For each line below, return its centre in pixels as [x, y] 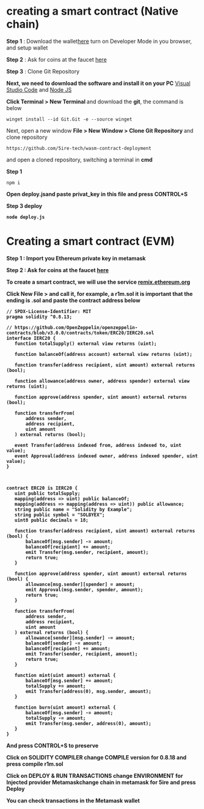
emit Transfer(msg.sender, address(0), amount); [88, 723]
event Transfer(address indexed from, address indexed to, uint [98, 445]
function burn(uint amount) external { [65, 707]
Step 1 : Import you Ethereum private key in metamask [76, 258]
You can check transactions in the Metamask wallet [73, 800]
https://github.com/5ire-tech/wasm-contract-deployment [79, 148]
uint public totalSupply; [47, 493]
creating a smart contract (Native [93, 11]
